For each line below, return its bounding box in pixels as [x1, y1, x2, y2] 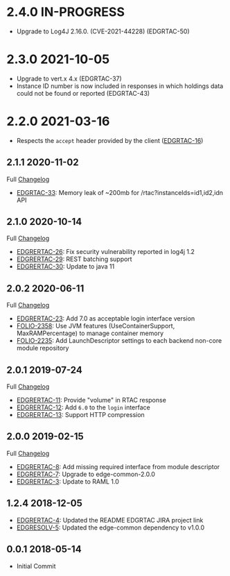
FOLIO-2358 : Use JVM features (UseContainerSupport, [16, 322, 175, 330]
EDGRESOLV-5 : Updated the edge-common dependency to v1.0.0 [16, 523, 205, 532]
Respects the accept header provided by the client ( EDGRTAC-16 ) [16, 136, 204, 144]
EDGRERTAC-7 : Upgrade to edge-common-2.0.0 [16, 470, 155, 478]
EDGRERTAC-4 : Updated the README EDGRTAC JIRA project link [16, 516, 204, 524]
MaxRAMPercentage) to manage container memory [16, 329, 164, 337]
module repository [16, 344, 69, 353]
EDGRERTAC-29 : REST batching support [16, 255, 132, 264]
